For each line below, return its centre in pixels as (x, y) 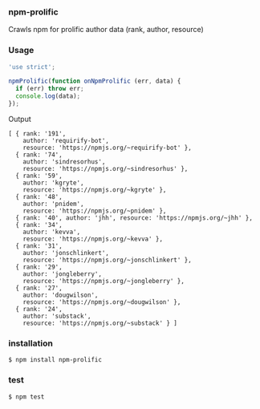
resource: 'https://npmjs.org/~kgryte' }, (95, 190)
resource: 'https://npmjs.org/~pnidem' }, (95, 211)
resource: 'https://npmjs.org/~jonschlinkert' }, (108, 260)
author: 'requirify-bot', (66, 140)
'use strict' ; (32, 67)
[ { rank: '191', (37, 134)
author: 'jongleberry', (63, 274)
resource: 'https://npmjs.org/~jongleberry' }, (104, 281)
